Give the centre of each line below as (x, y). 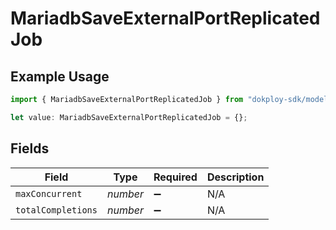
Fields (30, 148)
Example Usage (60, 76)
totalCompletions (56, 210)
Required (175, 177)
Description (235, 177)
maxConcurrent (49, 193)
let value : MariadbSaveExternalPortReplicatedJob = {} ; (129, 117)
